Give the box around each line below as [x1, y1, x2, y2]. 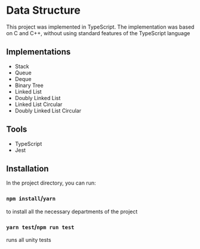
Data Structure [6, 4, 81, 17]
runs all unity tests [6, 236, 52, 243]
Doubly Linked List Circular [14, 107, 82, 114]
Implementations [6, 47, 71, 57]
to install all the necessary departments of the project [6, 208, 138, 215]
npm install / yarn [6, 194, 56, 203]
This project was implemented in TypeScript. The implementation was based [6, 23, 195, 30]
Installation [6, 163, 49, 173]
